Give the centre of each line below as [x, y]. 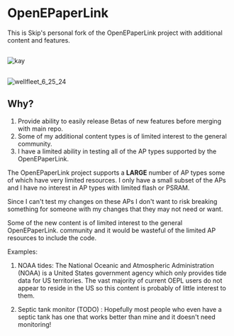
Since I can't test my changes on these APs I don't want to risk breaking [112, 201]
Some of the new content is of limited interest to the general [95, 222]
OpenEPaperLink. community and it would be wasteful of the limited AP [112, 230]
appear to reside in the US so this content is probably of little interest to [122, 288]
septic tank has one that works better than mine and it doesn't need [117, 317]
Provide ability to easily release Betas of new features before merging [119, 121]
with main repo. [40, 129]
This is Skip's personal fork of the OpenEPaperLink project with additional [115, 33]
